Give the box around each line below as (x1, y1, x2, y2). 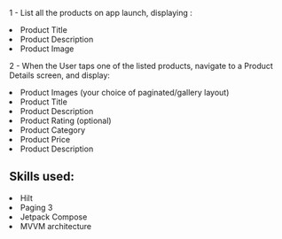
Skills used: (9, 169, 75, 184)
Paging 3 (20, 202, 53, 212)
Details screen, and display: (9, 70, 111, 81)
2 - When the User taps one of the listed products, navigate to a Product (9, 61, 273, 71)
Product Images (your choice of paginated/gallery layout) (20, 88, 230, 97)
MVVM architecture (20, 220, 91, 231)
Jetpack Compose (20, 212, 88, 222)
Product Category (20, 125, 86, 135)
